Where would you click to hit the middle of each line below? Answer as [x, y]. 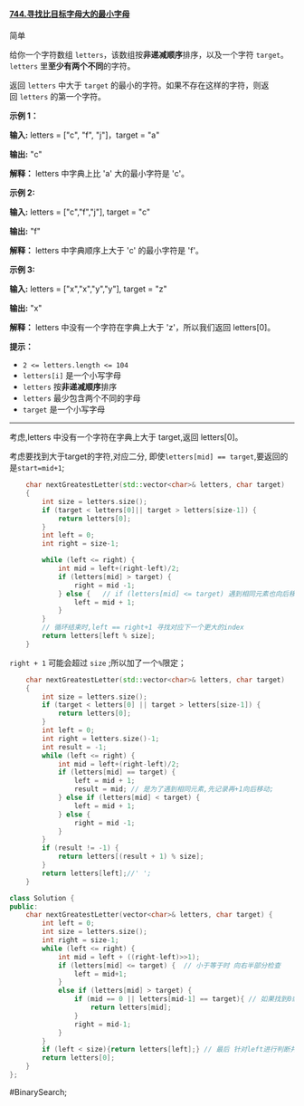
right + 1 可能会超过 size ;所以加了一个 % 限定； [98, 663]
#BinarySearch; [38, 1092]
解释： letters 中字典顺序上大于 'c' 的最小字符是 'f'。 [106, 251]
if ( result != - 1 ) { [81, 848]
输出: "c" [26, 155]
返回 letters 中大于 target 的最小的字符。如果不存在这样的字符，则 [135, 85]
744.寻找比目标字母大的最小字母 [70, 14]
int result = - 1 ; [74, 747]
